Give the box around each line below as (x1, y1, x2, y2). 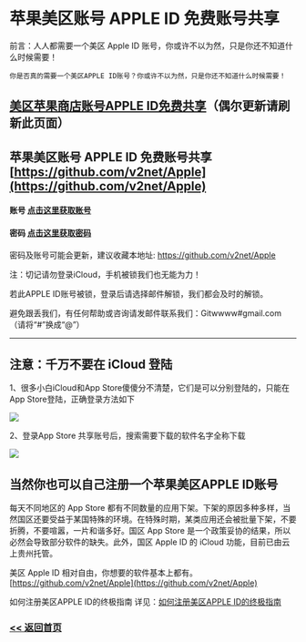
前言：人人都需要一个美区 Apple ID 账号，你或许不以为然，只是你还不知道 (9, 40, 286, 51)
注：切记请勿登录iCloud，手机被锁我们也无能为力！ (9, 269, 202, 280)
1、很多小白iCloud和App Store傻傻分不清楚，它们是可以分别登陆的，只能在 (9, 382, 290, 393)
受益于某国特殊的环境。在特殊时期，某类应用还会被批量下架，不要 (48, 514, 297, 525)
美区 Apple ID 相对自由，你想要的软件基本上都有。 (9, 567, 199, 578)
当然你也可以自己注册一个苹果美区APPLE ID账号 (9, 476, 279, 492)
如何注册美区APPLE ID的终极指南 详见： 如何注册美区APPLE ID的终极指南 (9, 596, 282, 607)
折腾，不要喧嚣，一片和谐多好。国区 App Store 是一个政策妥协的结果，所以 (9, 525, 291, 536)
